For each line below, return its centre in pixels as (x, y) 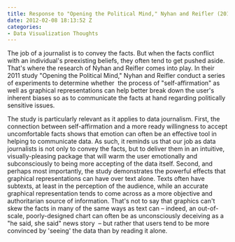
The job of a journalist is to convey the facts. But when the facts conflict (111, 53)
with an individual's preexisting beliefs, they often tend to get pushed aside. (116, 61)
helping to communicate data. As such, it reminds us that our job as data (112, 142)
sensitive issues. (31, 105)
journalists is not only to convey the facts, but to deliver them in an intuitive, (116, 149)
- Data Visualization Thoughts (53, 33)
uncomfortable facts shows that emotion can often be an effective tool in (112, 134)
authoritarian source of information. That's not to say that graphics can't (111, 201)
